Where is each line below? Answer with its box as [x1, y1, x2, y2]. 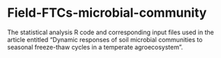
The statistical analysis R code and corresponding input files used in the [7, 28, 214, 36]
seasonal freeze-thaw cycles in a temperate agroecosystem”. [7, 43, 183, 51]
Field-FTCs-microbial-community [7, 5, 207, 21]
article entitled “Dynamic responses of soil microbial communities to [7, 35, 203, 43]
